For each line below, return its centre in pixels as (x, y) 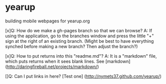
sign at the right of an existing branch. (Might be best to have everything (80, 41)
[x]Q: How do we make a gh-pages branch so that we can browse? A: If (79, 30)
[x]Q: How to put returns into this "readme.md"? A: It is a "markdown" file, (81, 56)
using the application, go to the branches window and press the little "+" (80, 36)
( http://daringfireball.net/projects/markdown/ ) (52, 67)
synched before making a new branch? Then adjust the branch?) (72, 46)
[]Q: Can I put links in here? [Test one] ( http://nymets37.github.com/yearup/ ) (83, 76)
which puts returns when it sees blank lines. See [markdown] (68, 61)
